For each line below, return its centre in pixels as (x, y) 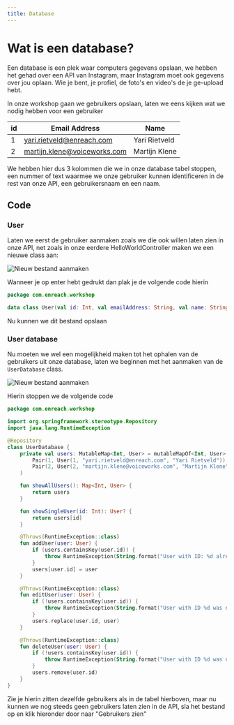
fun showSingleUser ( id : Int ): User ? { (76, 511)
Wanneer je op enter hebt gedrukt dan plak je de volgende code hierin (108, 282)
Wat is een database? (71, 48)
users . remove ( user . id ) (65, 673)
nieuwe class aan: (33, 255)
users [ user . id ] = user (65, 569)
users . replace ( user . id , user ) (76, 621)
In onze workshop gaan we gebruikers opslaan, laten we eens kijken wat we (116, 103)
